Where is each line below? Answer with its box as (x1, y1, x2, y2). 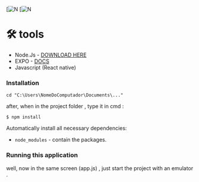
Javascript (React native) (14, 64, 76, 71)
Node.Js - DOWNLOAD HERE (14, 51, 87, 58)
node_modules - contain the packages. (14, 136, 107, 143)
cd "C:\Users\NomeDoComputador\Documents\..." (6, 92, 124, 98)
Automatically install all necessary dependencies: (6, 125, 127, 132)
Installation (6, 79, 40, 87)
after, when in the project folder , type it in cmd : (6, 103, 124, 110)
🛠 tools (6, 27, 45, 41)
